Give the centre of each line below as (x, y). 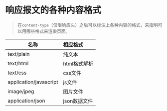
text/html (18, 63)
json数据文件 (78, 101)
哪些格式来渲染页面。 (48, 31)
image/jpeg (21, 91)
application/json (26, 101)
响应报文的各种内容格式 (53, 10)
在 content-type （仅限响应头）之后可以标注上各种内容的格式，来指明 (87, 25)
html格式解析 (78, 64)
